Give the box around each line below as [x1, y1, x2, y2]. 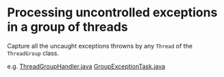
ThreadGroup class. [7, 49, 60, 57]
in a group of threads [7, 19, 128, 35]
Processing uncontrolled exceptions [7, 5, 218, 20]
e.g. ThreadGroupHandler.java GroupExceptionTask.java [7, 62, 166, 70]
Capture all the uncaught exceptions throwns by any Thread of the [7, 42, 193, 50]
